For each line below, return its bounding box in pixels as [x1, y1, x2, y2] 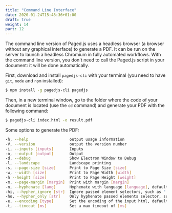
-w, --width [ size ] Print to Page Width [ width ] [5, 170, 132, 175]
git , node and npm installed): [5, 78, 63, 84]
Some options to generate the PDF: [5, 126, 79, 133]
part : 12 [5, 27, 24, 32]
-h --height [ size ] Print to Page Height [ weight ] [5, 175, 137, 180]
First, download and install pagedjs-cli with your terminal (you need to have [5, 72, 166, 78]
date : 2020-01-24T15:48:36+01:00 [5, 12, 77, 17]
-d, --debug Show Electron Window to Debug [5, 156, 137, 161]
